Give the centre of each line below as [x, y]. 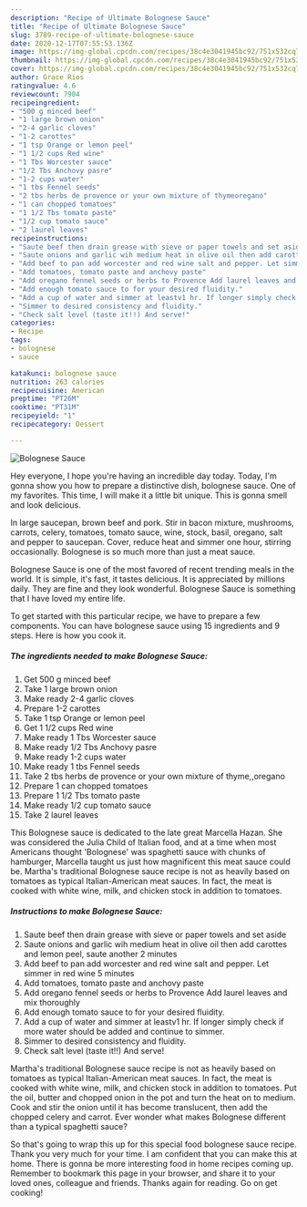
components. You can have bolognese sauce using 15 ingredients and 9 [145, 625]
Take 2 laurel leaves [61, 815]
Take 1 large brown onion [70, 688]
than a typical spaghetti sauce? [69, 1126]
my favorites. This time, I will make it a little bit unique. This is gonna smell [149, 495]
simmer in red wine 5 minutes [79, 973]
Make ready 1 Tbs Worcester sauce [90, 737]
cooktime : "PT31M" [45, 407]
